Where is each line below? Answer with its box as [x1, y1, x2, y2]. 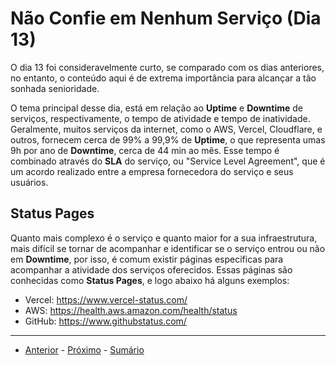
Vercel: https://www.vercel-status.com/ [24, 293, 188, 306]
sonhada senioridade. [10, 82, 100, 94]
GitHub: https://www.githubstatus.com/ [24, 315, 187, 327]
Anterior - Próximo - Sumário [24, 343, 145, 356]
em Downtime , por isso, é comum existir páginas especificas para [10, 253, 284, 265]
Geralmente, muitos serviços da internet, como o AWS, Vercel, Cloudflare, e [10, 123, 323, 135]
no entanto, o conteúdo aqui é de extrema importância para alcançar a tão [10, 72, 317, 84]
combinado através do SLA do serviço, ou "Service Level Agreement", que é [10, 155, 326, 167]
